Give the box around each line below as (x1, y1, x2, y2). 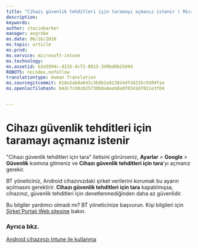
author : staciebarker (6, 25, 60, 31)
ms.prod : (6, 47, 28, 53)
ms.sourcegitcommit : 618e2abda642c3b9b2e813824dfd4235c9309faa (6, 80, 165, 86)
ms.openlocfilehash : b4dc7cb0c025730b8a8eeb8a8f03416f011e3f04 (6, 86, 165, 92)
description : (6, 14, 38, 20)
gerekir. (6, 166, 25, 173)
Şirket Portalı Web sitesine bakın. (6, 207, 87, 214)
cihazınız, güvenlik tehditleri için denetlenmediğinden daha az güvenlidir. (6, 190, 183, 197)
